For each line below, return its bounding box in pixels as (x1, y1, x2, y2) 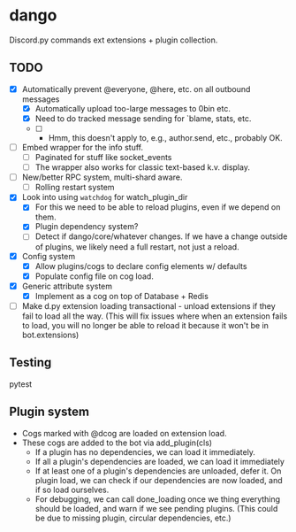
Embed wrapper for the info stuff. (21, 142, 144, 152)
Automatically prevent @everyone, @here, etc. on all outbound (21, 83, 251, 94)
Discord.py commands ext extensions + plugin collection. (9, 35, 218, 45)
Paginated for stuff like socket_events (34, 152, 172, 162)
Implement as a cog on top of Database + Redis (34, 290, 209, 301)
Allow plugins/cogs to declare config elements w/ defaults (34, 260, 247, 271)
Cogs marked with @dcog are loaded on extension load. (21, 428, 227, 438)
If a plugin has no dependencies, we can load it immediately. (34, 446, 256, 457)
